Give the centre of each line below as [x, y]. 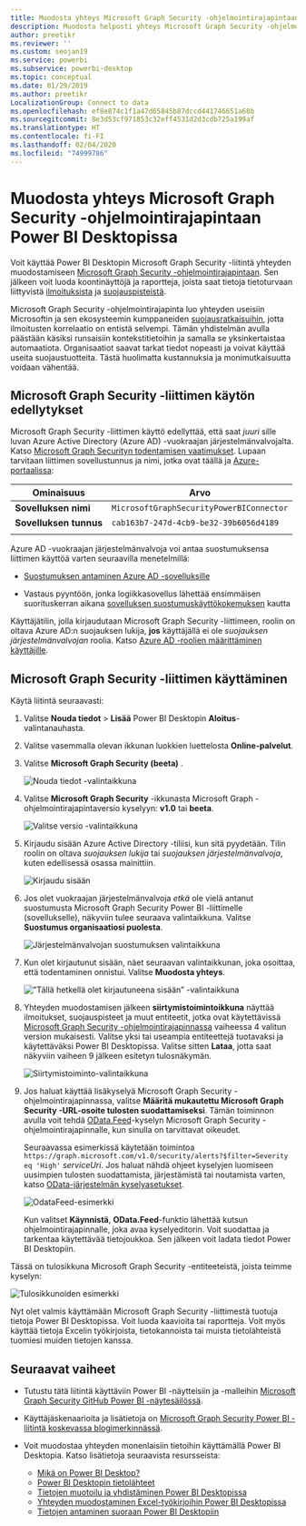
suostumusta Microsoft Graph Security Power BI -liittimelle [133, 908]
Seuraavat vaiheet [63, 1369]
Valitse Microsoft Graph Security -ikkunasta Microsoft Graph [138, 799]
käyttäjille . [30, 650]
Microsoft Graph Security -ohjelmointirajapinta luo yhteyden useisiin [138, 309]
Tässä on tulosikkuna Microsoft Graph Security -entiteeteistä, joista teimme [151, 1267]
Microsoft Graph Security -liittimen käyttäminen [149, 679]
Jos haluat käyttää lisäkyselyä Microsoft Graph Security [128, 1091]
